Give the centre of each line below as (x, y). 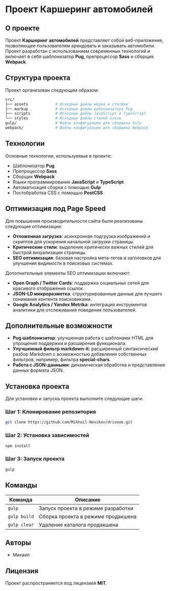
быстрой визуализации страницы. (49, 252)
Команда (21, 500)
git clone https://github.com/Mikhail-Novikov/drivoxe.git (69, 422)
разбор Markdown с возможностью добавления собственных (80, 354)
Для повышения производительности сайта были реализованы (74, 221)
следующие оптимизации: (34, 226)
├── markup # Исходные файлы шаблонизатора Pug (69, 109)
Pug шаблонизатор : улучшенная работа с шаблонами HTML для (83, 338)
